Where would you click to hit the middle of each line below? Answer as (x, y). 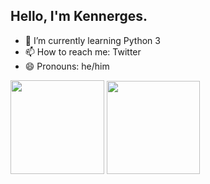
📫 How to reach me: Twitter (83, 51)
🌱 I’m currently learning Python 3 (92, 40)
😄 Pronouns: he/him (67, 66)
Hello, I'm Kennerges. (79, 16)
